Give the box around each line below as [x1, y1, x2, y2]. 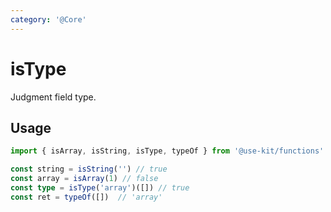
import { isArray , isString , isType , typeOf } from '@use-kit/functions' [10, 146, 325, 156]
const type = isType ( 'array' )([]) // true [10, 183, 190, 193]
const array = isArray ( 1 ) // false [10, 174, 159, 184]
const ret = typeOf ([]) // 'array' [10, 192, 163, 202]
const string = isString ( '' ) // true [10, 164, 168, 175]
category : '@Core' [10, 14, 87, 25]
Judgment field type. [10, 91, 97, 103]
